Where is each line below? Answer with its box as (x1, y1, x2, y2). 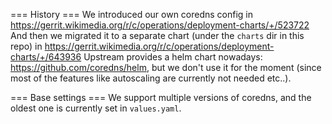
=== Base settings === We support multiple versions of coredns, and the (10, 92, 312, 103)
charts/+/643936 (10, 51, 82, 63)
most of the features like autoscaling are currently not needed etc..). (10, 72, 292, 84)
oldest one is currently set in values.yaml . (10, 102, 182, 114)
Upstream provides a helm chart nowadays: (83, 51, 263, 63)
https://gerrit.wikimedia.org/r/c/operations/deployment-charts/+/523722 (10, 19, 310, 31)
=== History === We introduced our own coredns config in (10, 9, 254, 20)
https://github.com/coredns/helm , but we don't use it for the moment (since (10, 62, 322, 73)
